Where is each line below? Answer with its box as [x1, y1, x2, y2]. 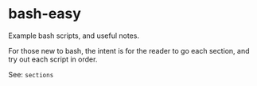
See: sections [8, 69, 54, 79]
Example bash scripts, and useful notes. [8, 31, 139, 40]
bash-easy [8, 5, 82, 23]
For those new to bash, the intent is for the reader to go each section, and [8, 46, 250, 55]
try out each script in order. [8, 54, 98, 64]
